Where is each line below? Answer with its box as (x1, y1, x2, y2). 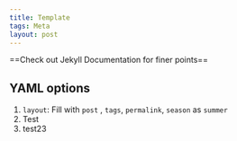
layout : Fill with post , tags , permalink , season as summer (22, 104, 228, 115)
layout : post (9, 30, 59, 39)
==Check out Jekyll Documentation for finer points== (9, 55, 209, 66)
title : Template (9, 13, 70, 22)
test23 (22, 123, 47, 135)
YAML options (9, 80, 91, 95)
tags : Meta (9, 22, 50, 31)
